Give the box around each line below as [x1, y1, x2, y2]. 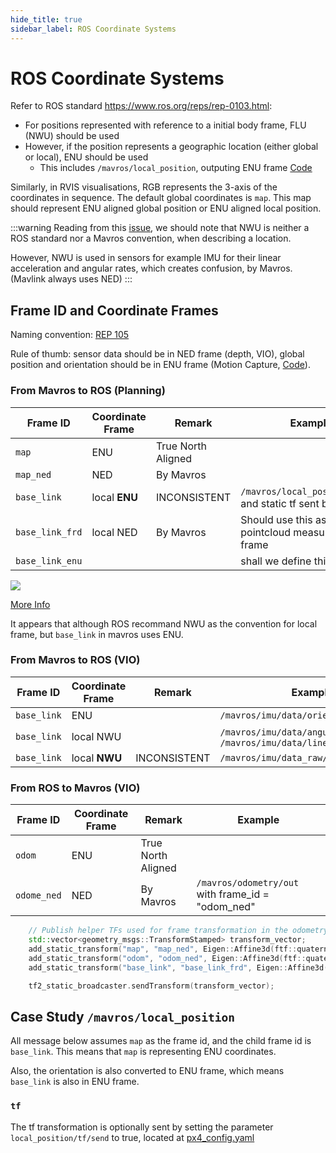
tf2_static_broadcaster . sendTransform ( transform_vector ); [28, 981, 275, 991]
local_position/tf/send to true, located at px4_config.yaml [10, 1131, 255, 1143]
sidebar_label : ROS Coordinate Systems [10, 24, 177, 34]
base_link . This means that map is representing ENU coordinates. [10, 1046, 277, 1058]
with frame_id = [196, 887, 270, 901]
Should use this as [240, 512, 327, 526]
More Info [10, 598, 51, 610]
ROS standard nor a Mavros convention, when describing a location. [10, 232, 292, 245]
